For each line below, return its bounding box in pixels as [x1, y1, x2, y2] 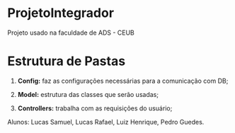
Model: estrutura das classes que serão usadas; [17, 90, 159, 98]
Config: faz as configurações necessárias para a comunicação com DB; [17, 76, 229, 85]
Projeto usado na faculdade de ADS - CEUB [7, 28, 134, 37]
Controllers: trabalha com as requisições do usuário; [17, 104, 173, 112]
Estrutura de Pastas [7, 53, 126, 69]
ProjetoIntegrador [7, 5, 115, 21]
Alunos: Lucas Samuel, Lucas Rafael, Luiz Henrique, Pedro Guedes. [7, 117, 205, 126]
